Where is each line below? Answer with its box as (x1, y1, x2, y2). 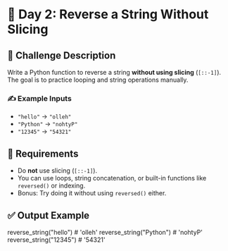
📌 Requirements (7, 147, 79, 159)
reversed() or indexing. (17, 181, 86, 190)
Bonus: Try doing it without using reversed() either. (17, 189, 167, 197)
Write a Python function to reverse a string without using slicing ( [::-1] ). (7, 68, 222, 76)
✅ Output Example (7, 209, 90, 221)
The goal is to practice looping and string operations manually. (7, 75, 189, 84)
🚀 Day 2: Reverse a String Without (7, 6, 209, 23)
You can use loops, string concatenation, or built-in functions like (17, 174, 207, 183)
